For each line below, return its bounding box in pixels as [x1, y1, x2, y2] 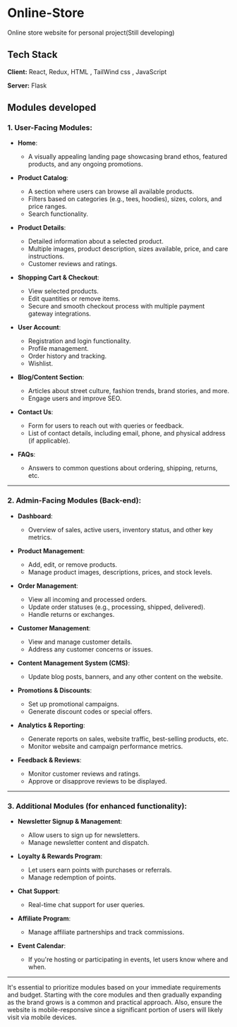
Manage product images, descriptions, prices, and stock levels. [28, 567, 213, 576]
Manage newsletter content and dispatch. [28, 839, 150, 847]
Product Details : [17, 224, 66, 232]
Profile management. [28, 344, 90, 353]
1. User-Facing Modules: [7, 123, 93, 133]
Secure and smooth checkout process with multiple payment [28, 302, 205, 311]
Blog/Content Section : [17, 373, 85, 382]
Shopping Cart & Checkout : [17, 273, 100, 282]
